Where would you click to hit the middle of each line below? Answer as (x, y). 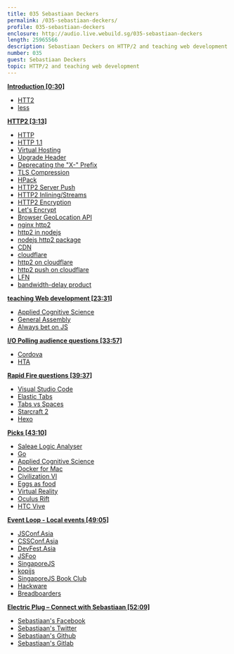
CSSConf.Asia (38, 541)
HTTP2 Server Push (46, 187)
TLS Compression (44, 172)
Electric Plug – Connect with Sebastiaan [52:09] (79, 607)
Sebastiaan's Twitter (47, 628)
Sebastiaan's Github (46, 636)
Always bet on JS (43, 327)
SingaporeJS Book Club (52, 578)
